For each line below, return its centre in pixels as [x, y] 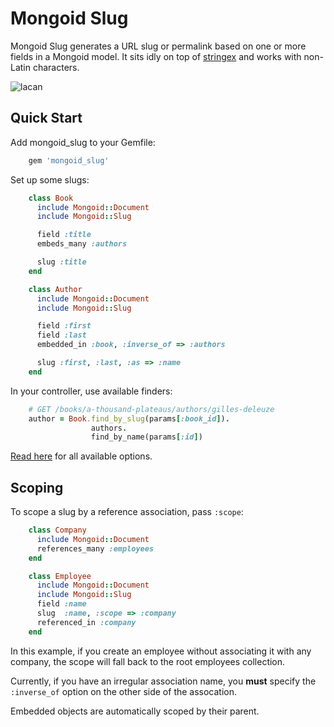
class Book [51, 198]
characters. [56, 67]
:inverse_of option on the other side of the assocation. [124, 691]
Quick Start [46, 118]
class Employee [60, 576]
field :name [61, 604]
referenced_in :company [86, 622]
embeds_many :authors [82, 244]
